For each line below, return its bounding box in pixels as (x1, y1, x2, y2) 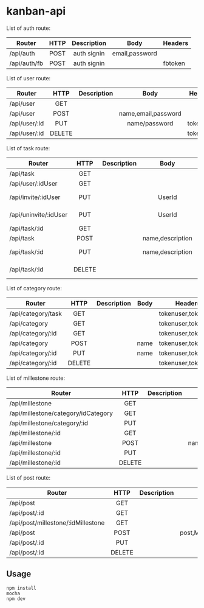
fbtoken (163, 59, 185, 68)
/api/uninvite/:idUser (9, 210, 68, 218)
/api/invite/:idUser (9, 193, 61, 201)
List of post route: (6, 473, 50, 481)
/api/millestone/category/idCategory (9, 409, 114, 418)
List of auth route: (6, 24, 51, 32)
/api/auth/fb (9, 59, 44, 68)
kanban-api (6, 4, 66, 18)
